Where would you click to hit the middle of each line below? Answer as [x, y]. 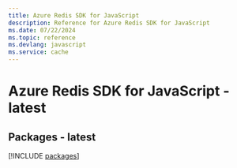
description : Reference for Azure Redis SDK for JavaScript [109, 23]
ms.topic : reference [42, 37]
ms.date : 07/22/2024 [42, 30]
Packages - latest [52, 137]
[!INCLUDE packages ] [44, 156]
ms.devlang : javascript [47, 45]
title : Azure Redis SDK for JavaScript [74, 15]
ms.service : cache [38, 52]
